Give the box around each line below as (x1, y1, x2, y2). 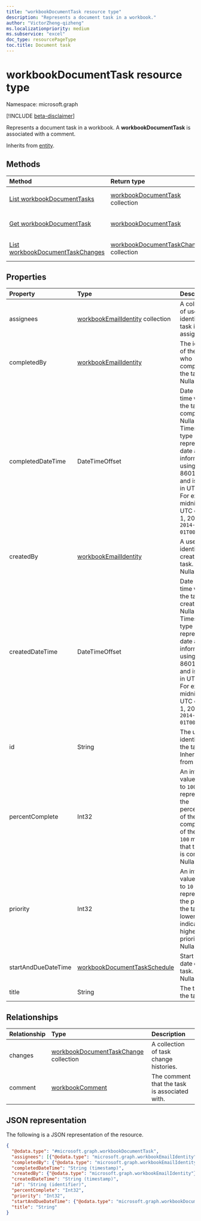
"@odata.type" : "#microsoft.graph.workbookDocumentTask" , (11, 1148, 160, 1154)
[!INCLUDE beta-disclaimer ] (6, 112, 75, 119)
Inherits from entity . (6, 142, 55, 149)
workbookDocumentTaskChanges (9, 248, 105, 256)
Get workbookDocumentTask (9, 219, 92, 228)
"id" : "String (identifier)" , (11, 1182, 87, 1188)
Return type (110, 177, 145, 185)
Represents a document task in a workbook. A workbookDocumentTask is (6, 124, 191, 131)
